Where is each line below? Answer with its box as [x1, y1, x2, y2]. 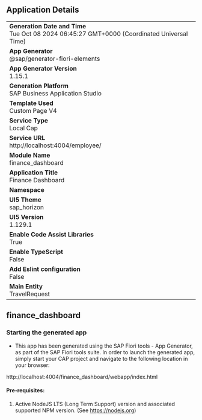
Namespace [9, 185, 45, 194]
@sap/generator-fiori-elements [9, 54, 100, 63]
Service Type [9, 116, 48, 124]
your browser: [14, 361, 50, 369]
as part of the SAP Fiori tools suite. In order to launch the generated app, [14, 348, 195, 355]
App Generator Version [9, 64, 77, 72]
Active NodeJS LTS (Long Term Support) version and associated [14, 400, 176, 407]
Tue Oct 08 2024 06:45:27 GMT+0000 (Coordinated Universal [9, 30, 188, 38]
